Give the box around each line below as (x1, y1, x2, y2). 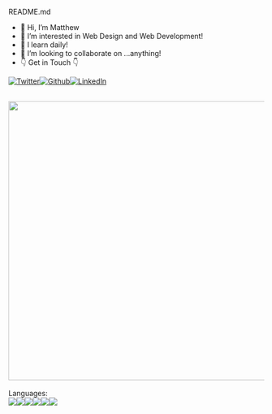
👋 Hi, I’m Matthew (19, 23, 80, 32)
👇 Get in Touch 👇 (19, 58, 79, 67)
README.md (8, 7, 51, 16)
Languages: (8, 389, 48, 398)
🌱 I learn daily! (19, 40, 69, 50)
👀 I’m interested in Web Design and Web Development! (19, 32, 204, 41)
